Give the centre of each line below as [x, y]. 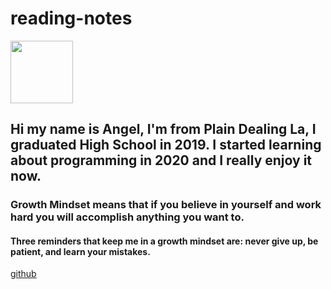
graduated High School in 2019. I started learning [166, 145]
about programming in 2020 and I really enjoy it [161, 160]
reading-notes [71, 18]
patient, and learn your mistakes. [80, 251]
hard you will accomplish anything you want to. [127, 217]
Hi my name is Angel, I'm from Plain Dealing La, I [163, 129]
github [23, 274]
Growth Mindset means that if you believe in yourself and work [166, 205]
